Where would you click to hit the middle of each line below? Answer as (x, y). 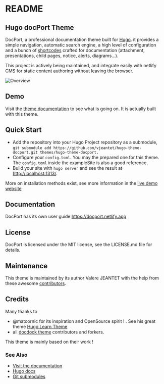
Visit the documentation (37, 366)
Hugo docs (24, 371)
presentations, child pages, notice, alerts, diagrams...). (62, 56)
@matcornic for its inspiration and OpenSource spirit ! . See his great (84, 321)
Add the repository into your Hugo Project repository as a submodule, (85, 142)
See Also (16, 355)
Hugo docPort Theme (40, 28)
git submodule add (32, 148)
